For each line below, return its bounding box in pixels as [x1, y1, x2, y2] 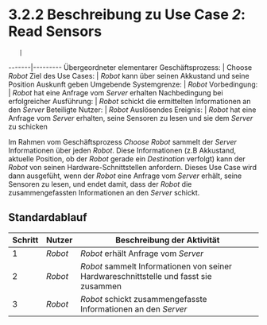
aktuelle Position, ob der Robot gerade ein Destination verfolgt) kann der [8, 153, 246, 164]
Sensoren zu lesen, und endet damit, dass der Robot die [8, 179, 192, 188]
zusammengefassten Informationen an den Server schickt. [8, 188, 200, 197]
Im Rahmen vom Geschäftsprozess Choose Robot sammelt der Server [8, 137, 237, 146]
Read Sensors [8, 22, 102, 41]
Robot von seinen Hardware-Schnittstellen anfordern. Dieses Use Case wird [8, 162, 257, 172]
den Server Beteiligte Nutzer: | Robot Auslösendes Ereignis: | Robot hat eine [8, 105, 257, 114]
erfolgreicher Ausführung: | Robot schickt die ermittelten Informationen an [8, 96, 251, 106]
